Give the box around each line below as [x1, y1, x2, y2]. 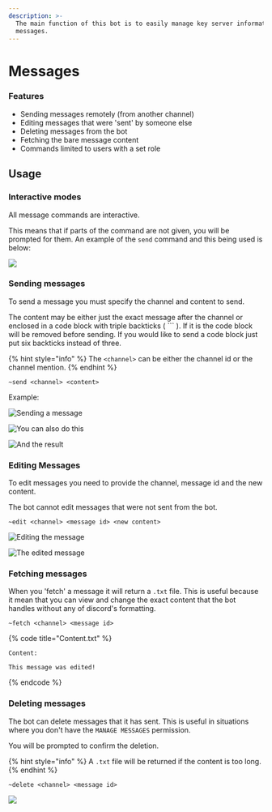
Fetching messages [8, 568, 87, 579]
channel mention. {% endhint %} [8, 362, 117, 372]
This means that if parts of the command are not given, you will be [8, 225, 230, 235]
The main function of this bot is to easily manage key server [15, 19, 233, 28]
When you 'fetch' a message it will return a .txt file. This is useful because [8, 587, 259, 596]
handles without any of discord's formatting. [8, 604, 156, 613]
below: [8, 242, 31, 252]
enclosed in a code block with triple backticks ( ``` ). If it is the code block [8, 321, 253, 331]
